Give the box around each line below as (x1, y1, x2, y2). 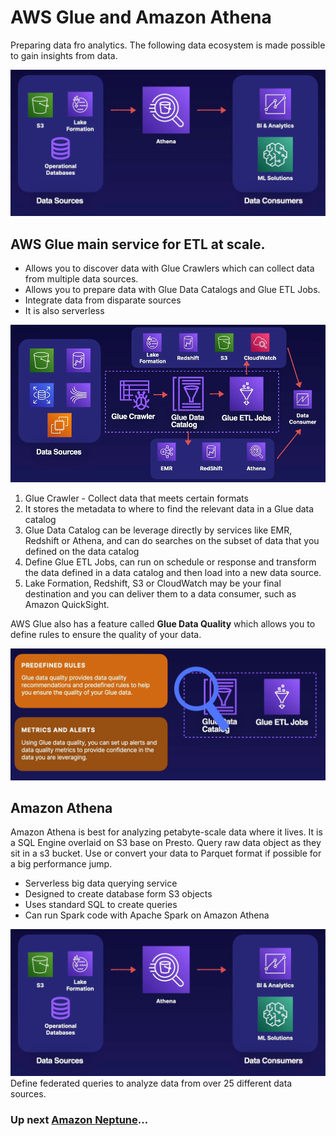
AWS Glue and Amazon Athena (10, 6, 272, 29)
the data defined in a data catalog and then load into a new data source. (24, 566, 322, 578)
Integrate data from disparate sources (24, 294, 182, 306)
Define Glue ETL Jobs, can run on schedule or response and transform (24, 556, 317, 568)
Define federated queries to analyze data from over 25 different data (10, 1077, 293, 1089)
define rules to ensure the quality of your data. (10, 628, 202, 640)
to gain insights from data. (10, 49, 118, 61)
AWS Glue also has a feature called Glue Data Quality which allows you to (10, 617, 316, 630)
